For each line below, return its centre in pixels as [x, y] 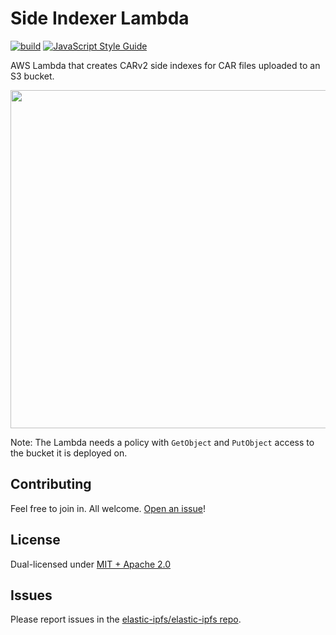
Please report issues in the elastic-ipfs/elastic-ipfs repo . [126, 619]
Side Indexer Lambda [100, 18]
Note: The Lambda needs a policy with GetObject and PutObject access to [162, 442]
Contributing [51, 484]
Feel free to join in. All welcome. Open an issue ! [108, 508]
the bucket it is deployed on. [69, 453]
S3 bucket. [32, 76]
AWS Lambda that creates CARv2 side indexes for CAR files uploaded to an [165, 65]
